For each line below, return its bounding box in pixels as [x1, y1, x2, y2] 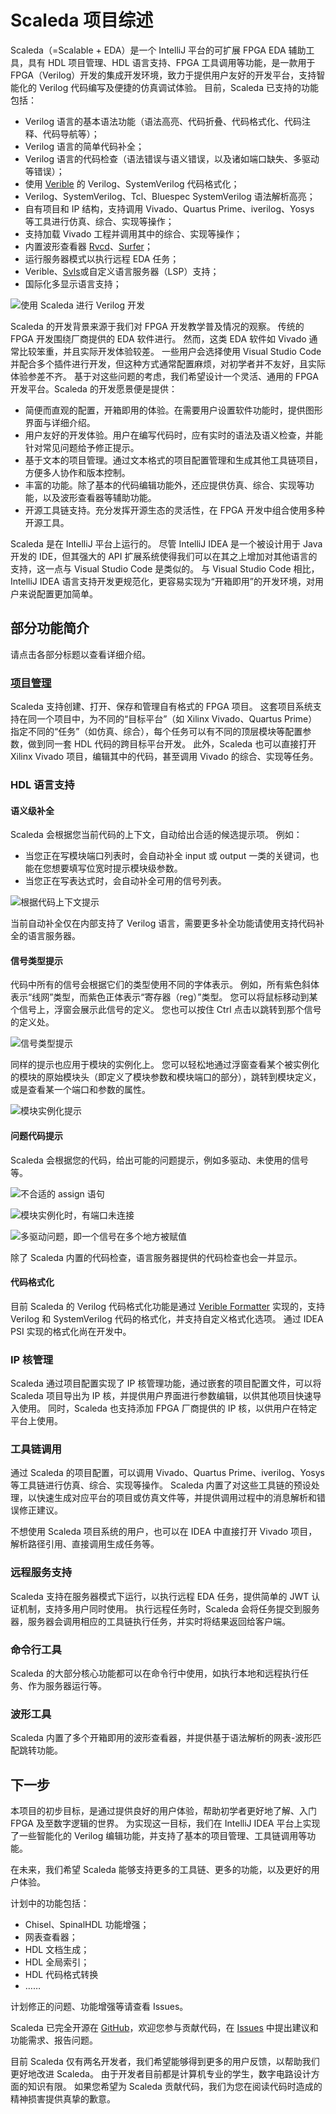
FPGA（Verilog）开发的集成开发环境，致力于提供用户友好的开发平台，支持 [10, 69, 317, 81]
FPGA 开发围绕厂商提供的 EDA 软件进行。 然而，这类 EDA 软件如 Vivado [10, 332, 307, 345]
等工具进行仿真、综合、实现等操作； [24, 215, 175, 227]
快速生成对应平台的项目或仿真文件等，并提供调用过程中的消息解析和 [36, 1492, 317, 1504]
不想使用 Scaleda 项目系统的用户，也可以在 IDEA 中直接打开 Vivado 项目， [10, 1526, 318, 1538]
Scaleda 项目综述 [10, 9, 154, 32]
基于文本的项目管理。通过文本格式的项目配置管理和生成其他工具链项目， [24, 454, 323, 466]
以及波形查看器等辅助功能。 [42, 491, 157, 503]
